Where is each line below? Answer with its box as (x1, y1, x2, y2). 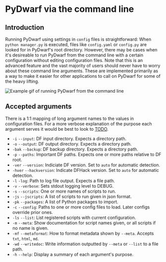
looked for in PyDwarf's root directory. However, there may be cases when (5, 47, 158, 52)
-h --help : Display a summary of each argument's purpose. (12, 251, 134, 257)
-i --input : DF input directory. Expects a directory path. (12, 135, 127, 142)
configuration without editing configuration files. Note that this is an (5, 57, 143, 63)
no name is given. (12, 225, 49, 231)
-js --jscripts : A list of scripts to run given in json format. (12, 193, 132, 199)
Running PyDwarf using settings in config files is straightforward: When (5, 36, 152, 42)
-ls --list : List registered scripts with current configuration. (12, 214, 136, 220)
